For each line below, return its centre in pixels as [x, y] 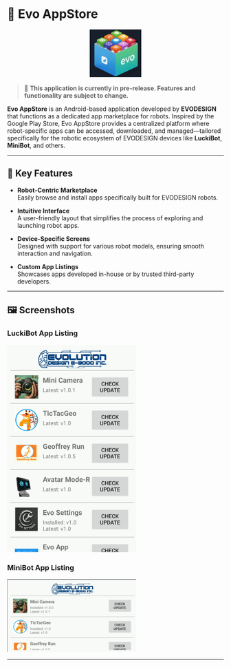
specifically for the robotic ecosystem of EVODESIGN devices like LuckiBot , [114, 138]
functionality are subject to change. [76, 95]
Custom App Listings [48, 266]
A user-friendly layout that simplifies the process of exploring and [110, 218]
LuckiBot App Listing [43, 333]
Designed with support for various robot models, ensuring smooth [111, 246]
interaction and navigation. [55, 253]
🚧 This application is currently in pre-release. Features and [110, 88]
